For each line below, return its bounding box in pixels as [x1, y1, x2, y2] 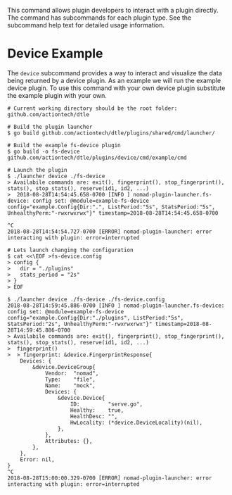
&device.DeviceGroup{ [32, 363, 96, 370]
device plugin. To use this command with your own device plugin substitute [7, 84, 226, 92]
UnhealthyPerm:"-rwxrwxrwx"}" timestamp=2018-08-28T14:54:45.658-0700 [7, 209, 219, 217]
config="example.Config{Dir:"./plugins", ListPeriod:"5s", [7, 314, 184, 321]
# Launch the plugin [7, 166, 68, 173]
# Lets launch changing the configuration [7, 246, 134, 253]
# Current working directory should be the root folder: [7, 105, 178, 112]
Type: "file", [44, 376, 96, 383]
